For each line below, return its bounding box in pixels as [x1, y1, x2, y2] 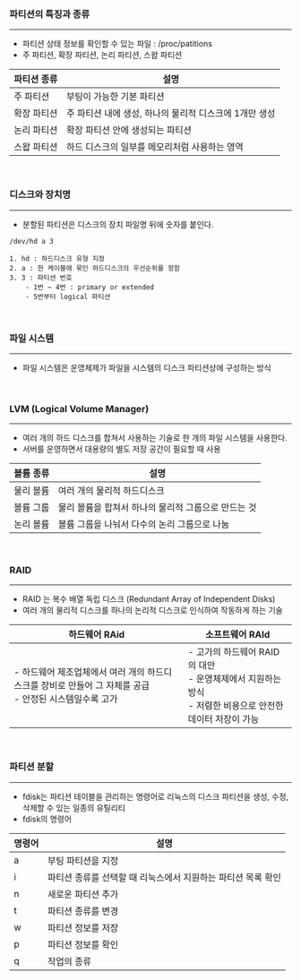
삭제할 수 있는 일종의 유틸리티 [21, 802, 125, 812]
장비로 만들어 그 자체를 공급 [40, 679, 150, 692]
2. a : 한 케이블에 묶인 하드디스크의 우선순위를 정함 [9, 263, 181, 272]
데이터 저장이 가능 [187, 713, 260, 726]
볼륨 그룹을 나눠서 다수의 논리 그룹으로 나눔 [57, 518, 230, 530]
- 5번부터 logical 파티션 [25, 292, 111, 301]
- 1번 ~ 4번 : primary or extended [25, 282, 155, 292]
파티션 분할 [9, 761, 55, 773]
